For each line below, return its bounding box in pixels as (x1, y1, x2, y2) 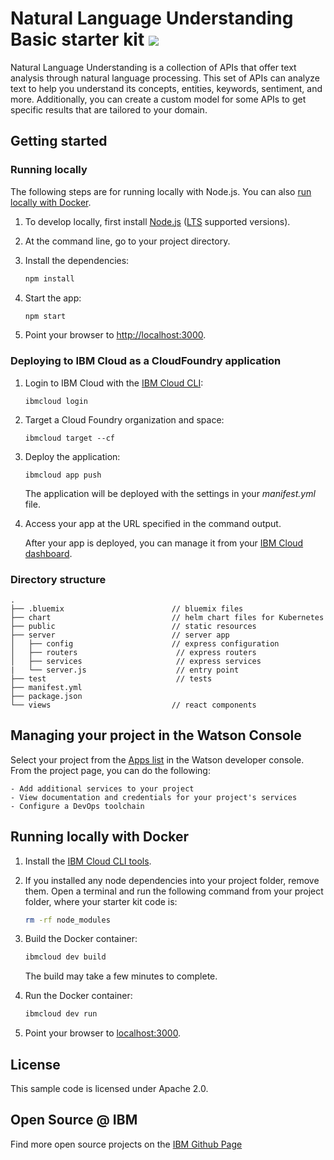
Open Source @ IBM (10, 1112, 138, 1129)
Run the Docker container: (24, 990, 133, 1002)
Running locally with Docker (10, 828, 190, 846)
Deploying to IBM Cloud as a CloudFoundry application (10, 354, 282, 368)
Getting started (10, 133, 108, 150)
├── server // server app (10, 630, 230, 640)
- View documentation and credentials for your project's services (10, 792, 298, 802)
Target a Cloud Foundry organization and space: (24, 413, 225, 426)
